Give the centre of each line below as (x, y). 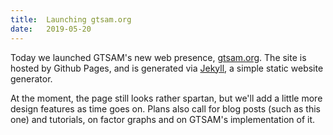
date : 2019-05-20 (51, 29)
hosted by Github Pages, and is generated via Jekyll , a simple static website (167, 68)
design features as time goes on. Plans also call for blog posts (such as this (165, 108)
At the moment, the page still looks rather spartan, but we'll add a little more (166, 98)
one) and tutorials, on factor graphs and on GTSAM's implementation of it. (163, 119)
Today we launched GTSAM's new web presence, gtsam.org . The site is (158, 57)
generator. (31, 78)
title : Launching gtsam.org (71, 19)
